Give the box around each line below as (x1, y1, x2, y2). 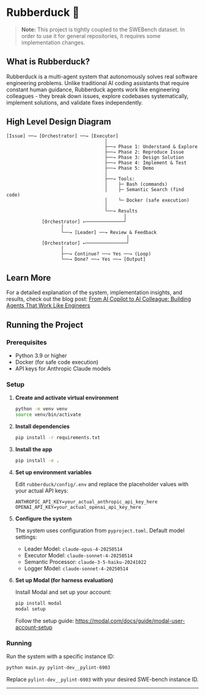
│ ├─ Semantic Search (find (104, 186, 184, 192)
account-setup (15, 623, 53, 631)
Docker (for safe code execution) (15, 358, 99, 366)
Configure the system (15, 514, 72, 522)
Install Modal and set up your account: (15, 588, 112, 596)
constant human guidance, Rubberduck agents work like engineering (6, 86, 180, 93)
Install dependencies (15, 423, 70, 430)
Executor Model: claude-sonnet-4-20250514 (24, 551, 133, 559)
